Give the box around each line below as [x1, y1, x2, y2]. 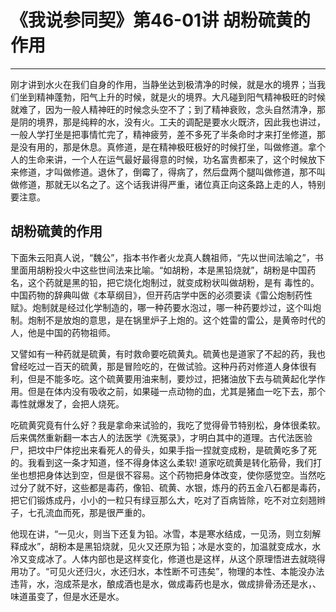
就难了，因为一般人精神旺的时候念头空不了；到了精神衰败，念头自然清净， [10, 103, 317, 115]
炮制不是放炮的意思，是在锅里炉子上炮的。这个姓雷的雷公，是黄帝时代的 [27, 314, 326, 326]
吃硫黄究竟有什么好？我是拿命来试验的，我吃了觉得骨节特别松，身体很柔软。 [10, 419, 326, 431]
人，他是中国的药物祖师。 [10, 326, 116, 338]
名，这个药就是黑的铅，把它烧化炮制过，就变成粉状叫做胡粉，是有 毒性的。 [10, 276, 320, 288]
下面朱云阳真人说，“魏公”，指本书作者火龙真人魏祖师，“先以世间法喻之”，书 [10, 251, 324, 263]
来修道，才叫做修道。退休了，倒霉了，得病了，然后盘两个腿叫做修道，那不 [10, 166, 317, 178]
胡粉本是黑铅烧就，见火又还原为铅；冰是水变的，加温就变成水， [49, 540, 313, 552]
